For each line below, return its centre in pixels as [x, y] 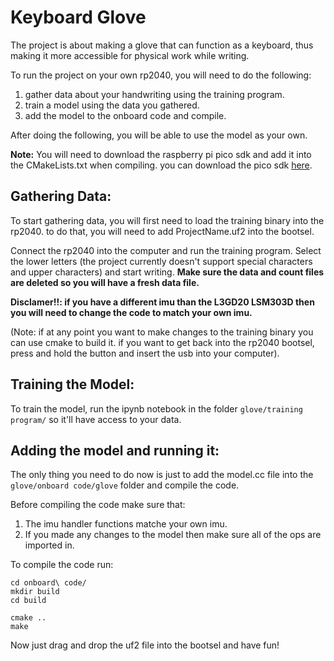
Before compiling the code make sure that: [98, 505]
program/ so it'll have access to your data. [96, 419]
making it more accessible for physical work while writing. [130, 55]
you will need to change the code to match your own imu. [131, 312]
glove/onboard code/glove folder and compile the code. [125, 485]
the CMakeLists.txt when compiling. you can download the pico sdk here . [161, 165]
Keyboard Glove [78, 17]
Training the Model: [72, 384]
